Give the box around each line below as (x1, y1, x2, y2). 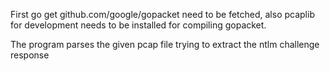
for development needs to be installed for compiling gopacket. (10, 19, 267, 31)
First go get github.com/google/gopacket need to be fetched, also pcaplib (10, 9, 315, 20)
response (10, 49, 50, 61)
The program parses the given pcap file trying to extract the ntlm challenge (10, 39, 320, 50)
